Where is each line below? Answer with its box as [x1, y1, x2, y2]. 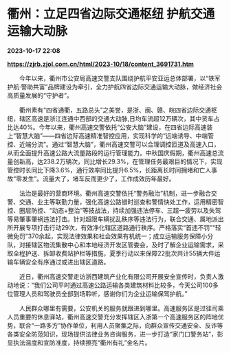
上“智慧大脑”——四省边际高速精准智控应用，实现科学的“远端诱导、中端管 [7, 131, 214, 139]
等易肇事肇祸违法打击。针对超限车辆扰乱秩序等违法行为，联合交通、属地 [7, 214, 212, 223]
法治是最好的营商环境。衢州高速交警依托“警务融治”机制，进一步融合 [19, 189, 212, 197]
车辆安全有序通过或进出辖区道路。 [12, 258, 110, 266]
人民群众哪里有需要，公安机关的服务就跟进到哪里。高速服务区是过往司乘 [19, 304, 224, 312]
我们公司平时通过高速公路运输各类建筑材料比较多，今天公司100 [34, 281, 213, 289]
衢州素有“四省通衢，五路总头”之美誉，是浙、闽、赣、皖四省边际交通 [19, 106, 212, 114]
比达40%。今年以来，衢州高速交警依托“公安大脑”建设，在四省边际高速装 [7, 123, 213, 131]
